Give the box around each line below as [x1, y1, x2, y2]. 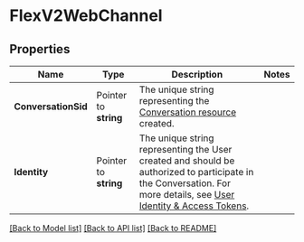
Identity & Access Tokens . [138, 200, 250, 212]
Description [171, 69, 223, 80]
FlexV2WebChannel [9, 5, 163, 26]
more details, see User [138, 189, 235, 200]
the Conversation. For [138, 177, 231, 190]
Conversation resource [138, 106, 237, 118]
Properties [9, 42, 71, 57]
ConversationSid [14, 100, 88, 113]
